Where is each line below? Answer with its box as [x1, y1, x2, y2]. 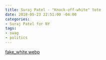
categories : [5, 16, 30, 21]
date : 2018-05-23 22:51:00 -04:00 [5, 12, 77, 17]
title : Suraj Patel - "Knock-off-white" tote [5, 7, 101, 12]
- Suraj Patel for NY [5, 21, 50, 26]
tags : [5, 26, 16, 31]
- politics [5, 35, 28, 40]
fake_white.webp [5, 48, 40, 55]
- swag [5, 30, 19, 35]
